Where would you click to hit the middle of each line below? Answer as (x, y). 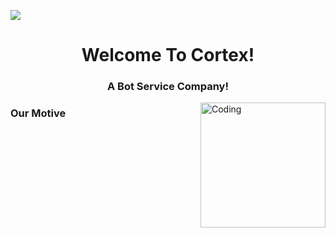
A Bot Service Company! (168, 87)
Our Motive (38, 113)
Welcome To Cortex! (168, 55)
